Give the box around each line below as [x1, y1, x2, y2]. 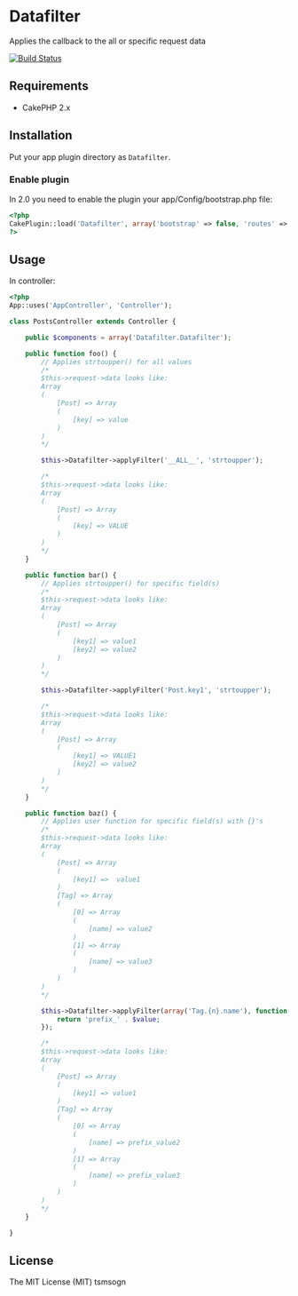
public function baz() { [25, 808, 117, 818]
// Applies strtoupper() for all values [41, 357, 192, 366]
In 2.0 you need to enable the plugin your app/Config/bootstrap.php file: [9, 194, 273, 204]
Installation [9, 128, 73, 143]
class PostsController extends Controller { [9, 317, 176, 326]
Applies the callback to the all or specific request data [9, 36, 206, 46]
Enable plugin [9, 173, 69, 186]
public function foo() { [25, 349, 117, 358]
